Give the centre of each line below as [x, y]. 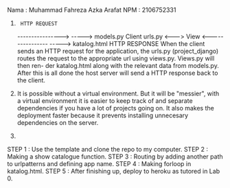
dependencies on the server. [58, 122]
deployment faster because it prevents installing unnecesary [103, 115]
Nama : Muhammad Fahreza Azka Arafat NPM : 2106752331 [92, 10]
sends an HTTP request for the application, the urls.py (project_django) [118, 51]
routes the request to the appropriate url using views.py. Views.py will [116, 58]
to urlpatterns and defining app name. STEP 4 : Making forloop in [99, 164]
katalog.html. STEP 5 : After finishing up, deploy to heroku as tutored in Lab [114, 171]
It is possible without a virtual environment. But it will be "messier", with [118, 93]
